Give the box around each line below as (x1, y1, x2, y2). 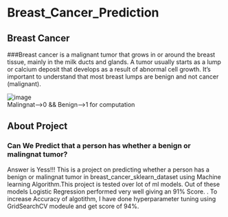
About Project (7, 121, 68, 132)
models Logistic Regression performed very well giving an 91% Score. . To (7, 187, 218, 196)
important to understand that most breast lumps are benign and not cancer (7, 72, 219, 81)
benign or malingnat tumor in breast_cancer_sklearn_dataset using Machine (7, 172, 221, 180)
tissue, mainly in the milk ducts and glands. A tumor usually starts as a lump (7, 58, 222, 66)
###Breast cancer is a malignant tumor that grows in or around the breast (7, 50, 216, 59)
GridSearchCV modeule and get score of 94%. (7, 202, 139, 210)
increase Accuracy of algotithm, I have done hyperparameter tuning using (7, 194, 216, 203)
